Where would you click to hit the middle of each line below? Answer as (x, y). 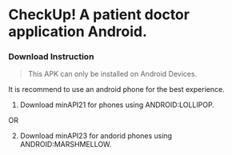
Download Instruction (51, 57)
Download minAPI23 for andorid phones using (96, 136)
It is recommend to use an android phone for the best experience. (117, 89)
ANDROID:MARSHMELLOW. (66, 145)
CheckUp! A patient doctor (99, 15)
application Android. (78, 32)
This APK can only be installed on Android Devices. (112, 74)
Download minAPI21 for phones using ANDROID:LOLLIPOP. (117, 105)
